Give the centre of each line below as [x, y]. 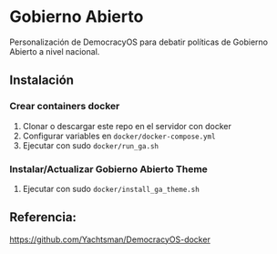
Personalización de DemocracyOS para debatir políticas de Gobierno [139, 42]
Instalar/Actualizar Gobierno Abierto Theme [108, 168]
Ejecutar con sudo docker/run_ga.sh [91, 145]
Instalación [42, 81]
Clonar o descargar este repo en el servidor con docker [127, 126]
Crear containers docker [65, 107]
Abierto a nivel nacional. [55, 51]
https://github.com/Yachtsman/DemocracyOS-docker [110, 239]
